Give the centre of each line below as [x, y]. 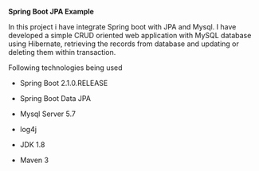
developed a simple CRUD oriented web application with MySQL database [130, 35]
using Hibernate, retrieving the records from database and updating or [124, 44]
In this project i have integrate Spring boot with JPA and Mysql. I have [122, 27]
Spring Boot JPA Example [51, 12]
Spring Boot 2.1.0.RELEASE [64, 83]
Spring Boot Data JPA [55, 98]
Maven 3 [34, 160]
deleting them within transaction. [62, 52]
